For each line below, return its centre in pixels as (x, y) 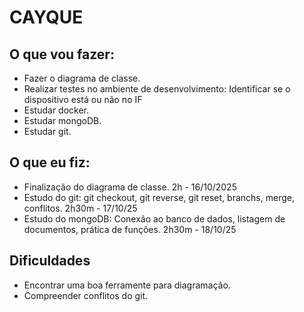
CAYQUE (46, 17)
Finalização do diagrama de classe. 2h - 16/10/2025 (130, 187)
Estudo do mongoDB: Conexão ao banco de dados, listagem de (154, 218)
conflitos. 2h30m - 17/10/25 (80, 208)
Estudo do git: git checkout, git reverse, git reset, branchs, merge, (159, 197)
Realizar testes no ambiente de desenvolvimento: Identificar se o (157, 89)
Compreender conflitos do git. (86, 295)
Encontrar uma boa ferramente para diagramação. (127, 285)
